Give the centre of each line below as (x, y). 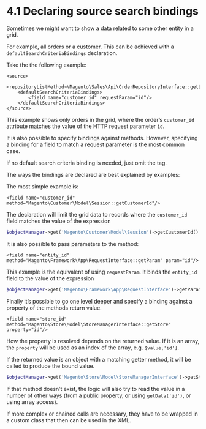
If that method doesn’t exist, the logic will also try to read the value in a (96, 389)
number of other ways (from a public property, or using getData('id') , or (99, 395)
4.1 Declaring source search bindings (103, 11)
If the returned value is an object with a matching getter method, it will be (99, 359)
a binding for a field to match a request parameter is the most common (96, 144)
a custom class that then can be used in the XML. (69, 420)
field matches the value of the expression (59, 221)
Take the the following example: (47, 65)
